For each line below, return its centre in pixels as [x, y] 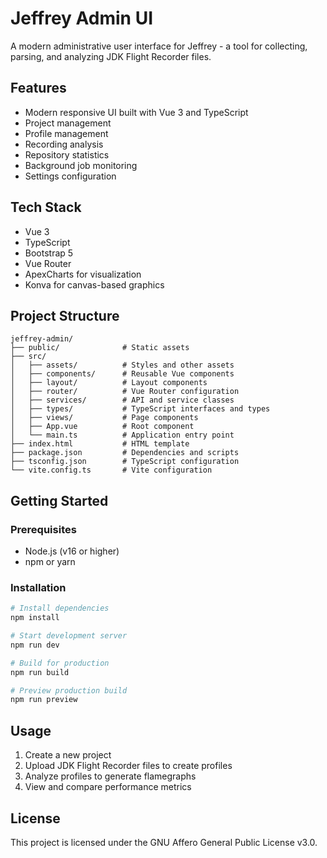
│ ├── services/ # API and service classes [122, 400]
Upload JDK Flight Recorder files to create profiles [128, 766]
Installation [38, 587]
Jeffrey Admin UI [82, 18]
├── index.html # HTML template [100, 444]
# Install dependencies [60, 608]
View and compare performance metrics [108, 787]
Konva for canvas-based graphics [94, 284]
